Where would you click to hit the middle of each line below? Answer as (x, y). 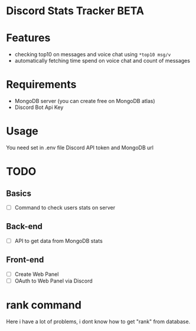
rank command (44, 305)
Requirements (41, 85)
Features (28, 38)
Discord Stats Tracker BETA (75, 11)
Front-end (25, 260)
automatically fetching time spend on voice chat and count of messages (102, 61)
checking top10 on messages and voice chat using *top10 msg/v (93, 54)
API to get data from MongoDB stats (59, 240)
